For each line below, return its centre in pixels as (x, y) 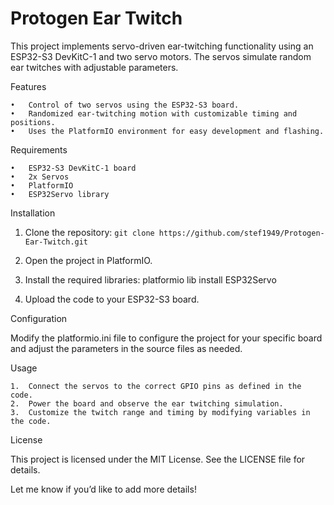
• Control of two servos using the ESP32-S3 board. (125, 105)
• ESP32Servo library (60, 194)
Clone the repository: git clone (89, 232)
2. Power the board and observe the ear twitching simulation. (147, 403)
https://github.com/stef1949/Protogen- (241, 233)
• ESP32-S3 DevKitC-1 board (73, 168)
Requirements (39, 149)
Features (28, 86)
